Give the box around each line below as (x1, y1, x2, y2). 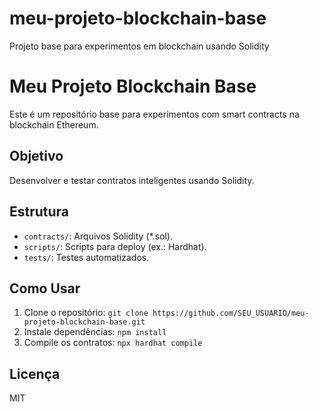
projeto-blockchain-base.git (23, 317, 146, 327)
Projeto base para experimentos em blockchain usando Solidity (9, 40, 270, 52)
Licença (9, 365, 61, 382)
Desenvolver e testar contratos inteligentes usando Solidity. (9, 174, 255, 186)
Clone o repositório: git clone (23, 307, 149, 319)
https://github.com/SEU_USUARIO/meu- (152, 308, 310, 319)
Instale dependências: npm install (23, 326, 167, 338)
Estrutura (9, 203, 70, 221)
